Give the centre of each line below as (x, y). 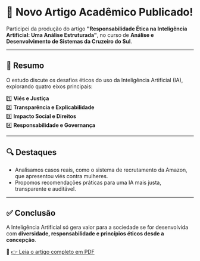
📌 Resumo (25, 66)
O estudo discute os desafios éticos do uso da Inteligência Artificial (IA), (95, 80)
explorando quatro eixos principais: (49, 86)
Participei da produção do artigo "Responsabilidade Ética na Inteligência (97, 29)
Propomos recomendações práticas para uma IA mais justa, (88, 182)
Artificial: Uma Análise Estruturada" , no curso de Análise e (80, 35)
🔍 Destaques (32, 152)
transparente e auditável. (45, 189)
